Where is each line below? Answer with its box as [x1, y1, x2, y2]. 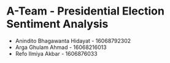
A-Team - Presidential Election [6, 4, 164, 18]
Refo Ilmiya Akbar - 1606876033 [15, 50, 98, 57]
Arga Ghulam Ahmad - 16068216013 [15, 44, 107, 51]
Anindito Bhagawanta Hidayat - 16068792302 [15, 37, 131, 44]
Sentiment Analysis [6, 17, 109, 31]
